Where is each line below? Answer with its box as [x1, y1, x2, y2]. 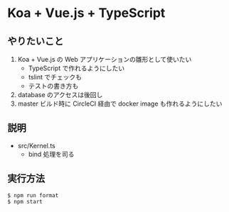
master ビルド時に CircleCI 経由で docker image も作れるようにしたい [17, 99, 223, 108]
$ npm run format [7, 191, 59, 199]
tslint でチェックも [28, 73, 82, 81]
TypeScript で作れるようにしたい [28, 64, 125, 72]
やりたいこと [7, 35, 64, 47]
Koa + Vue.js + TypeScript [7, 5, 166, 21]
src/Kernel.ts [17, 141, 55, 150]
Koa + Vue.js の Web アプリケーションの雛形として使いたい [17, 55, 192, 63]
